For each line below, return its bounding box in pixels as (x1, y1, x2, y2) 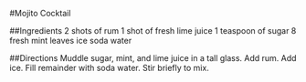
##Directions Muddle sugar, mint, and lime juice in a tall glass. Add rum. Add (9, 53, 297, 63)
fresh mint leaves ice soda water (9, 36, 132, 46)
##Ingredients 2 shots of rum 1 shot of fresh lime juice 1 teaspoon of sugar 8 (9, 26, 297, 36)
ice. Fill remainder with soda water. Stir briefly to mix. (9, 63, 210, 73)
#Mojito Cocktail (9, 8, 71, 18)
